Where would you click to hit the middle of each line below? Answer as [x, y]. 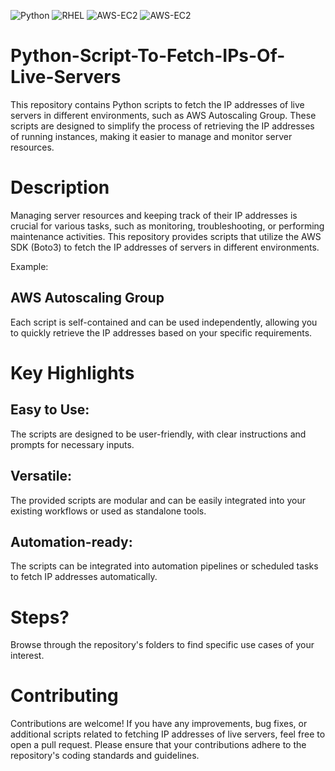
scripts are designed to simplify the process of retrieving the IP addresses [162, 126]
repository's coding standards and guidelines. [105, 756]
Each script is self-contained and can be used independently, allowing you [164, 322]
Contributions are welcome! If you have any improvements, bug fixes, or [159, 724]
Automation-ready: [71, 541]
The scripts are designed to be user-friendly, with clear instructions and [158, 434]
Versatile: [41, 476]
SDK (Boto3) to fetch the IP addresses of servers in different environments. [165, 247]
